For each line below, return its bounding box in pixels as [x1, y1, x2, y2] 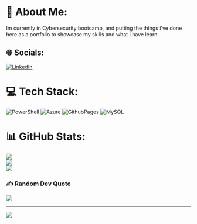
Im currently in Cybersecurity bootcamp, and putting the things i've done [6, 25, 182, 32]
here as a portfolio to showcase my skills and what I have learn [6, 30, 158, 37]
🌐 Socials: [6, 48, 45, 58]
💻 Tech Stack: [6, 85, 79, 98]
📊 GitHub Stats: [6, 130, 86, 143]
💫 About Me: [6, 5, 68, 19]
